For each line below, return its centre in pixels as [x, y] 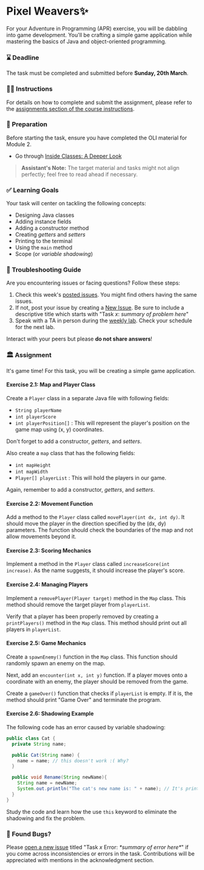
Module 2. [19, 144]
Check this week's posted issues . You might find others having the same [106, 295]
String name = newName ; [47, 783]
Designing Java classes [45, 215]
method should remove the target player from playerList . [78, 604]
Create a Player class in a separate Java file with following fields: [88, 398]
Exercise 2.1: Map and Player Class [51, 384]
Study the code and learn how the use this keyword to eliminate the [92, 812]
